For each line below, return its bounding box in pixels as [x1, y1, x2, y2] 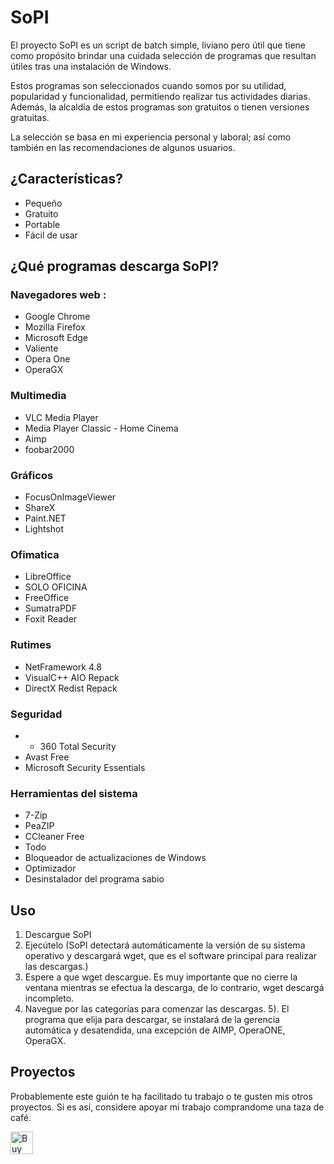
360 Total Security [39, 740, 117, 752]
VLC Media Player [24, 411, 99, 423]
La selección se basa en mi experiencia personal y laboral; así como [10, 131, 292, 143]
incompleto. [24, 992, 75, 1005]
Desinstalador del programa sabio [24, 873, 165, 885]
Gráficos [10, 468, 54, 482]
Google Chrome [24, 311, 91, 323]
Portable [24, 218, 61, 230]
